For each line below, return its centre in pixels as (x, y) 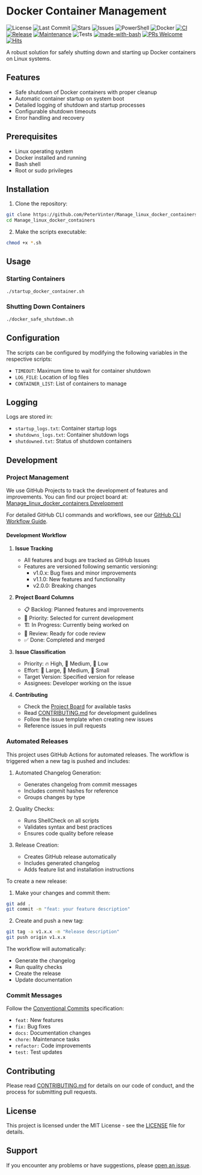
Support (22, 1151)
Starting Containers (36, 279)
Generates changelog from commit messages (81, 784)
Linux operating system (44, 151)
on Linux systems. (29, 58)
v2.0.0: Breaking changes (65, 586)
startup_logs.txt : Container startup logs (66, 428)
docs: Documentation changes (53, 1033)
